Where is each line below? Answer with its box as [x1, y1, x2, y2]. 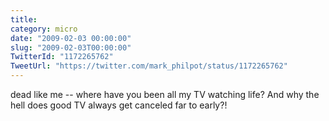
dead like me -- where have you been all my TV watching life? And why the [10, 89, 320, 100]
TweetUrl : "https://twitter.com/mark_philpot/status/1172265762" [10, 61, 288, 71]
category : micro [10, 24, 78, 34]
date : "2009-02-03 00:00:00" [10, 33, 132, 43]
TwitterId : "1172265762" [10, 52, 114, 62]
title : [10, 14, 38, 25]
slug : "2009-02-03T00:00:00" [10, 42, 132, 53]
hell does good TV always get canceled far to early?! [10, 99, 228, 111]
